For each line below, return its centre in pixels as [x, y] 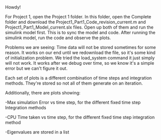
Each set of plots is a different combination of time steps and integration [79, 78]
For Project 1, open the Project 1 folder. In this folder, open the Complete [78, 17]
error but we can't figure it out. [36, 68]
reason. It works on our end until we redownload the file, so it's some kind [80, 52]
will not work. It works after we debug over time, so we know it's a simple [80, 63]
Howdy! [13, 7]
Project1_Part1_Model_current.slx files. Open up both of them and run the [80, 27]
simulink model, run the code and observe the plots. [58, 38]
